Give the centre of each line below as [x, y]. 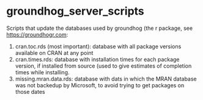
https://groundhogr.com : [37, 34]
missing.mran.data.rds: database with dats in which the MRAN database [106, 79]
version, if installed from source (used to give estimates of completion [103, 66]
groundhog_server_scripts [76, 11]
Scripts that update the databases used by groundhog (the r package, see [100, 28]
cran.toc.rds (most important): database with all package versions [98, 46]
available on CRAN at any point [54, 52]
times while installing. [42, 72]
